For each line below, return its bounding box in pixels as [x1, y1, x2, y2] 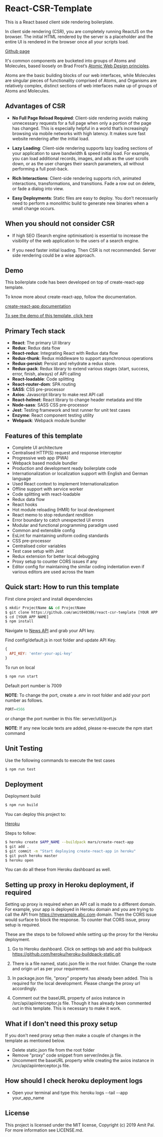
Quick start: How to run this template [5, 583, 119, 591]
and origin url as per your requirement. [12, 966, 90, 972]
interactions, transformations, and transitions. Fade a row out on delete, [12, 180, 156, 186]
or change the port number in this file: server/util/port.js [5, 715, 117, 721]
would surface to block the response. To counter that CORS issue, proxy [5, 917, 150, 923]
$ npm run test [5, 767, 36, 771]
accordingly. [12, 985, 37, 992]
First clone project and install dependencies [5, 596, 93, 602]
